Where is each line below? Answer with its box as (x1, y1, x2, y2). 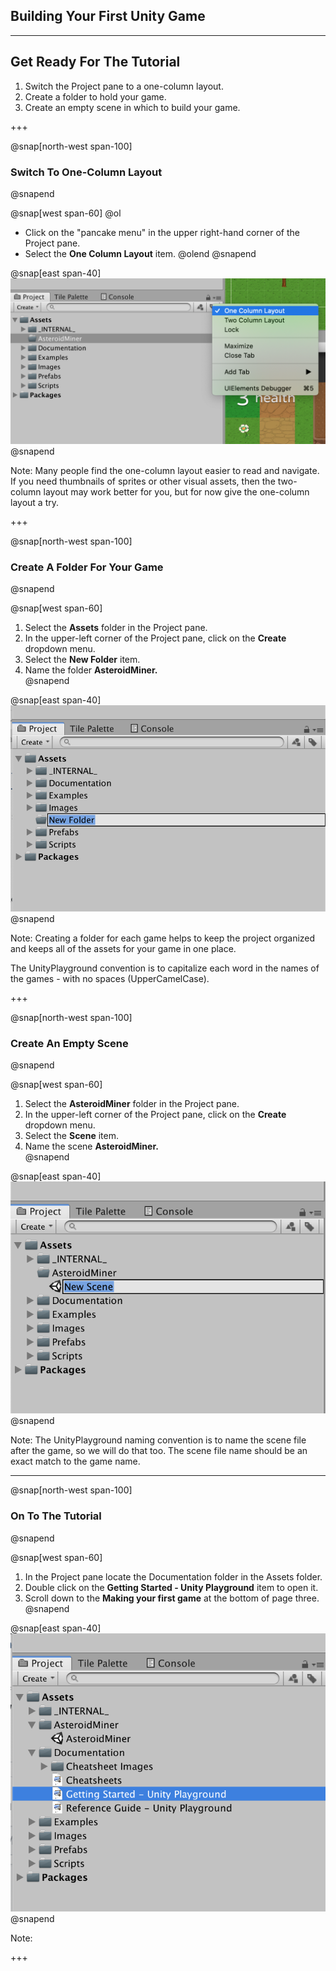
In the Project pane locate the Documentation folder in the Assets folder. (24, 1570, 323, 1583)
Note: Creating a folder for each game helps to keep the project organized (10, 932, 316, 944)
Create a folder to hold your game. (24, 90, 167, 103)
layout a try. (10, 496, 59, 508)
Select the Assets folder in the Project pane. (24, 622, 208, 634)
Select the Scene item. (24, 1130, 120, 1142)
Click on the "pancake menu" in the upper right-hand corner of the (24, 226, 300, 238)
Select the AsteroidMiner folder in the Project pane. (24, 1098, 240, 1110)
